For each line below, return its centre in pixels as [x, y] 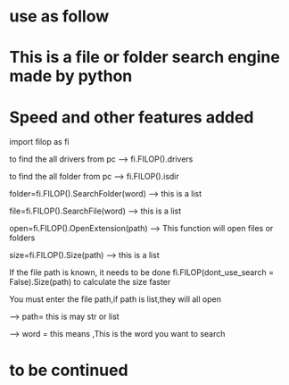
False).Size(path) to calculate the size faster [90, 282]
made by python [71, 76]
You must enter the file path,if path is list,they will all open [115, 299]
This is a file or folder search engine [145, 58]
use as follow [59, 17]
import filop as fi [39, 142]
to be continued [69, 370]
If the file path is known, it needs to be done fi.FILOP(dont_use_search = [142, 272]
